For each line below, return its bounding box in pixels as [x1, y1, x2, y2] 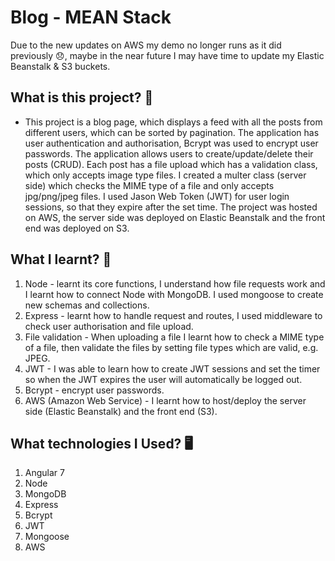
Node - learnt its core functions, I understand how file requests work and [24, 277, 326, 290]
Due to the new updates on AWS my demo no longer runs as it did [10, 39, 282, 51]
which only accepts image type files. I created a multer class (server [24, 169, 307, 181]
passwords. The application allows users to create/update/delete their [24, 147, 314, 160]
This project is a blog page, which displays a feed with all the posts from [24, 116, 323, 128]
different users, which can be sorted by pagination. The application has [24, 126, 320, 138]
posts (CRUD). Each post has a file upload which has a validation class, [24, 158, 318, 170]
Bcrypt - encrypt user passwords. [24, 384, 165, 396]
